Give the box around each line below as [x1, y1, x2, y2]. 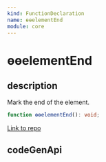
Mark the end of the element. [7, 98, 90, 107]
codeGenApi [7, 144, 62, 156]
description [7, 80, 58, 92]
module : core [7, 23, 45, 30]
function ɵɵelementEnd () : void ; [7, 112, 100, 119]
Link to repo [7, 124, 41, 132]
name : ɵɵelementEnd [7, 17, 63, 23]
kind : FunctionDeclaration [7, 10, 85, 17]
